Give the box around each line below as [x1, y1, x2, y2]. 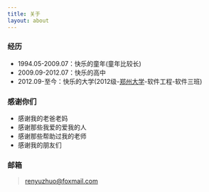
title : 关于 [7, 10, 41, 18]
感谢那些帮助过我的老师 [17, 132, 87, 141]
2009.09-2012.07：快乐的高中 [17, 68, 107, 77]
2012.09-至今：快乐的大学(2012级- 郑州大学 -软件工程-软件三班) [17, 77, 203, 85]
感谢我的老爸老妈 [17, 114, 68, 123]
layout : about [7, 17, 50, 24]
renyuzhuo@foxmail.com [24, 177, 98, 186]
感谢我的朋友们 [17, 141, 62, 149]
